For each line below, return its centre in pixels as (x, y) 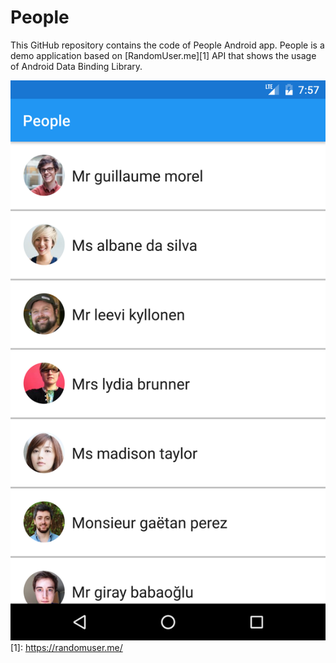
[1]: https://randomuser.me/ (66, 647)
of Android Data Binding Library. (76, 66)
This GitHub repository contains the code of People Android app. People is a (167, 45)
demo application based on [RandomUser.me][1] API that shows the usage (163, 55)
